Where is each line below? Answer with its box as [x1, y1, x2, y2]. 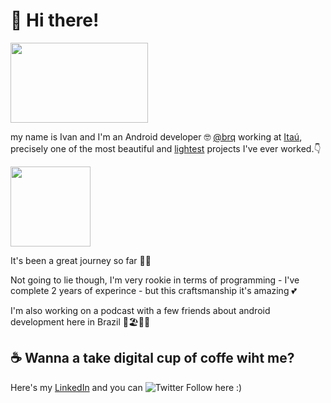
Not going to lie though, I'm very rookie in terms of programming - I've [10, 274, 300, 286]
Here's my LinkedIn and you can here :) [10, 381, 243, 393]
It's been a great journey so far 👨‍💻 [10, 254, 152, 266]
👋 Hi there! [10, 9, 100, 32]
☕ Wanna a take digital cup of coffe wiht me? [10, 350, 295, 367]
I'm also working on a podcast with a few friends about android [10, 304, 271, 316]
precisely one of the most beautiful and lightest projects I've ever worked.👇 [10, 142, 322, 154]
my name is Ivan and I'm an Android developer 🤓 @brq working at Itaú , [10, 130, 303, 143]
